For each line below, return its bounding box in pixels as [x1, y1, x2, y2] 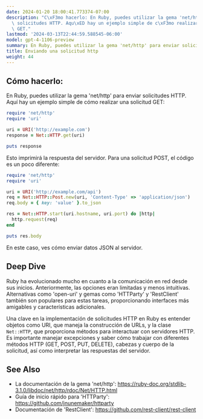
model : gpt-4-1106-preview [6, 37, 74, 43]
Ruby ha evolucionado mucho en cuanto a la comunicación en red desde [6, 277, 188, 284]
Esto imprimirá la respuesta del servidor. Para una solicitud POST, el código [6, 154, 195, 161]
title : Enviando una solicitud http [6, 48, 98, 54]
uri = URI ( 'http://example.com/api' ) [6, 188, 101, 195]
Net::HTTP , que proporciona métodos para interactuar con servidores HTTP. [6, 327, 195, 335]
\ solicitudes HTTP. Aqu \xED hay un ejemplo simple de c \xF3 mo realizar [11, 20, 199, 26]
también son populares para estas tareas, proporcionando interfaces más [6, 296, 189, 304]
